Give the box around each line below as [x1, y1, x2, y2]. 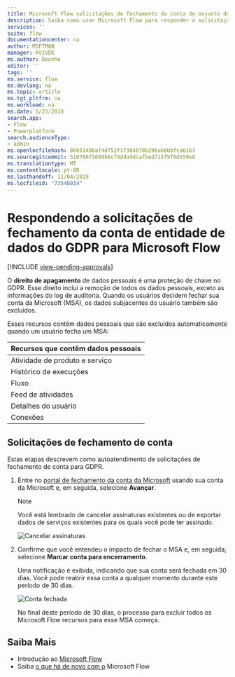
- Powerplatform [7, 128, 55, 135]
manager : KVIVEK [7, 50, 55, 57]
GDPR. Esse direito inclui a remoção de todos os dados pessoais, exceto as [7, 284, 225, 292]
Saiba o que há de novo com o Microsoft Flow [17, 662, 150, 670]
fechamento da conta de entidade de [7, 225, 225, 240]
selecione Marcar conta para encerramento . [17, 553, 148, 561]
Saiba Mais [7, 636, 57, 648]
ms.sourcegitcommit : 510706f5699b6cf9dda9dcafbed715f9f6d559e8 [7, 153, 196, 161]
